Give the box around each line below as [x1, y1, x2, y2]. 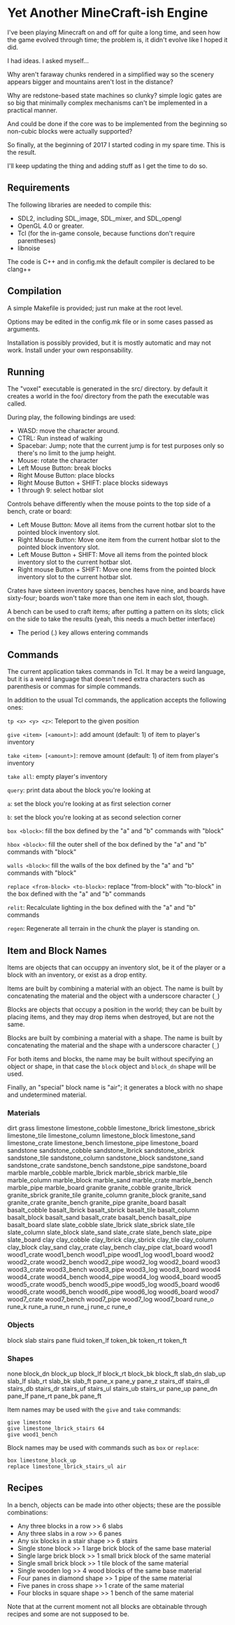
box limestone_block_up [7, 1457, 77, 1464]
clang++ [7, 265, 31, 273]
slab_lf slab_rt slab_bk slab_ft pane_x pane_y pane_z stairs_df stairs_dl [7, 1376, 210, 1385]
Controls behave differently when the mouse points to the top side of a [7, 499, 211, 509]
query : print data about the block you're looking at [7, 786, 151, 794]
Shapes [7, 1353, 34, 1363]
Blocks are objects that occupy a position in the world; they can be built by [7, 1005, 222, 1014]
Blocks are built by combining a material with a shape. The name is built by [7, 1034, 222, 1042]
